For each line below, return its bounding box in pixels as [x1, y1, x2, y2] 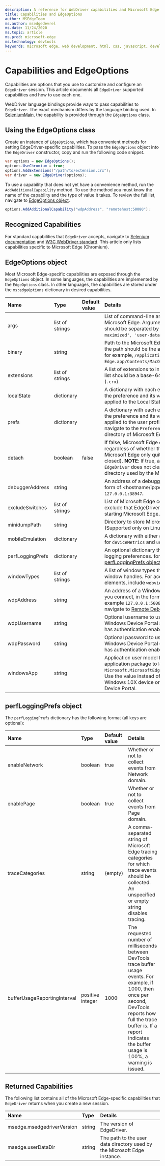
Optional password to [104, 634, 154, 641]
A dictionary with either [104, 532, 158, 539]
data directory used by [100, 1141, 152, 1147]
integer [81, 998, 98, 1005]
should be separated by [104, 325, 159, 332]
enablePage [7, 800, 35, 807]
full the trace [128, 1016, 157, 1023]
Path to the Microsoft [104, 339, 153, 346]
